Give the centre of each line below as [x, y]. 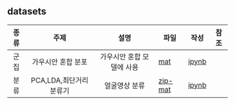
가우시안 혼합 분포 [59, 62]
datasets [27, 12]
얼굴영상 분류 [124, 85]
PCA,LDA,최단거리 [60, 80]
